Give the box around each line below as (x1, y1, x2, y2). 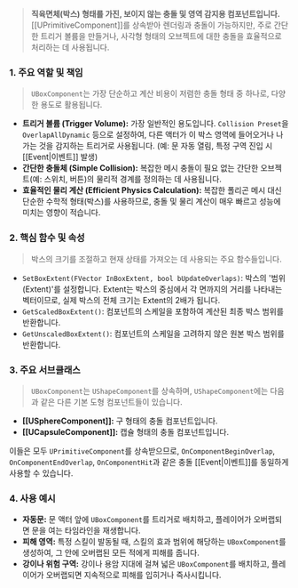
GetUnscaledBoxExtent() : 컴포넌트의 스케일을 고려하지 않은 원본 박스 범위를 (21, 328, 286, 339)
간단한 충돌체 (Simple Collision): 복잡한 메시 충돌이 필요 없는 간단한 (21, 163, 259, 173)
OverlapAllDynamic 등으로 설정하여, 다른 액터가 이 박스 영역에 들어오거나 (21, 129, 275, 141)
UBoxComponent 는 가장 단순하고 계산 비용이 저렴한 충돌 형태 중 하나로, (30, 88, 270, 99)
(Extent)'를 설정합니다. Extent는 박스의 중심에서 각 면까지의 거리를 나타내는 (21, 284, 283, 294)
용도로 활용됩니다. (40, 100, 103, 110)
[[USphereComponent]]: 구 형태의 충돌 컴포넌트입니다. (21, 415, 218, 426)
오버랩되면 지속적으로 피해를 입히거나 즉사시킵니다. (45, 569, 222, 581)
